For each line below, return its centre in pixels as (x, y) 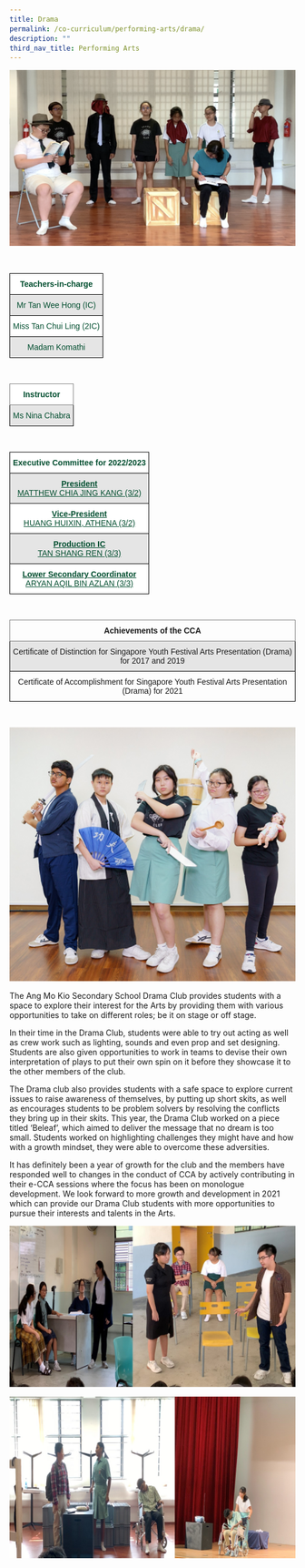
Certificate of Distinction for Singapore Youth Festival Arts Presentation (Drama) (152, 652)
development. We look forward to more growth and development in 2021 (145, 1194)
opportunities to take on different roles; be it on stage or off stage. (133, 1014)
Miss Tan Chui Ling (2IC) (57, 326)
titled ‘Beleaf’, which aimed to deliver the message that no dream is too (142, 1127)
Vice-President (79, 514)
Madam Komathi (56, 347)
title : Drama (34, 19)
